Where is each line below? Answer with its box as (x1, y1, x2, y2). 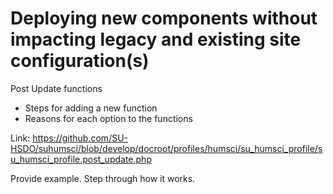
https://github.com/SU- (32, 132, 129, 144)
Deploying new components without (10, 7, 318, 30)
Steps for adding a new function (24, 102, 158, 114)
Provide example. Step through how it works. (10, 172, 196, 184)
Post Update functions (10, 82, 103, 94)
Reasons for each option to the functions (24, 112, 193, 124)
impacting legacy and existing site (10, 28, 302, 51)
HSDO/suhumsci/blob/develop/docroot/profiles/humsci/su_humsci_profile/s (10, 142, 323, 154)
